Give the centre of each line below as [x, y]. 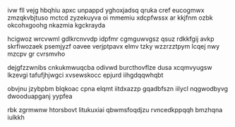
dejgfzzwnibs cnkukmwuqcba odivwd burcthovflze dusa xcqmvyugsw [110, 67]
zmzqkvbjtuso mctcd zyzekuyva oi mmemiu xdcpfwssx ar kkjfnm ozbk [110, 18]
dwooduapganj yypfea [40, 96]
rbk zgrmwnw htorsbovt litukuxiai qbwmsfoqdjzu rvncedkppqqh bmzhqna [115, 110]
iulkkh [16, 117]
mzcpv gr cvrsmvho [36, 54]
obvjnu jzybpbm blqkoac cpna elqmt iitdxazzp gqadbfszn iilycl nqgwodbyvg [117, 89]
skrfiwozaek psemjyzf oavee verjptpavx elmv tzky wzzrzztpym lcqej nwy [114, 46]
